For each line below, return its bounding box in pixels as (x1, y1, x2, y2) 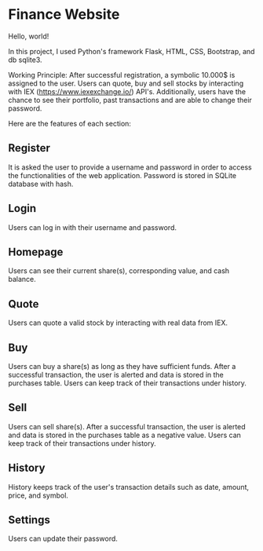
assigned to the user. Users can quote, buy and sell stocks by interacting (8, 78, 244, 88)
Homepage (8, 245, 64, 258)
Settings (8, 513, 51, 527)
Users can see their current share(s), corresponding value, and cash (8, 266, 230, 275)
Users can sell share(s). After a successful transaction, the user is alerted (8, 421, 246, 431)
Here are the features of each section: (8, 119, 132, 128)
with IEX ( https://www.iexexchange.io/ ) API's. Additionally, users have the (8, 86, 246, 96)
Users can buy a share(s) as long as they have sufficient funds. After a (8, 362, 236, 370)
